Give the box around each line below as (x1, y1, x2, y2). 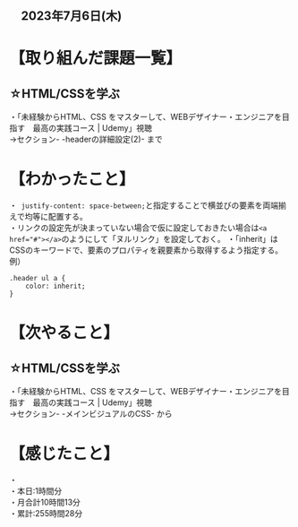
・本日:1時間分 (9, 486, 63, 497)
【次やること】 (9, 322, 120, 342)
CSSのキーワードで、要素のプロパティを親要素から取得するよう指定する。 (9, 245, 284, 255)
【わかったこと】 (9, 168, 136, 189)
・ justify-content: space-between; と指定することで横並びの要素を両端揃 (9, 200, 286, 211)
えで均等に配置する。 (9, 212, 88, 222)
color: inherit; (25, 281, 87, 291)
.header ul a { (9, 274, 66, 283)
